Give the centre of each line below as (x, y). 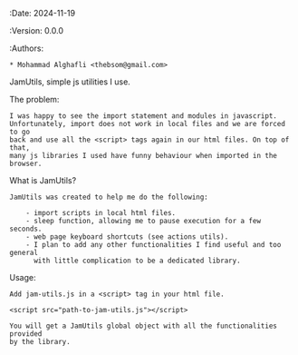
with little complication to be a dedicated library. (137, 261)
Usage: (23, 277)
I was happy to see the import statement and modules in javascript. (144, 116)
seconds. (26, 229)
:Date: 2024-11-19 (42, 13)
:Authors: (26, 48)
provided (26, 334)
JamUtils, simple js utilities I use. (70, 82)
